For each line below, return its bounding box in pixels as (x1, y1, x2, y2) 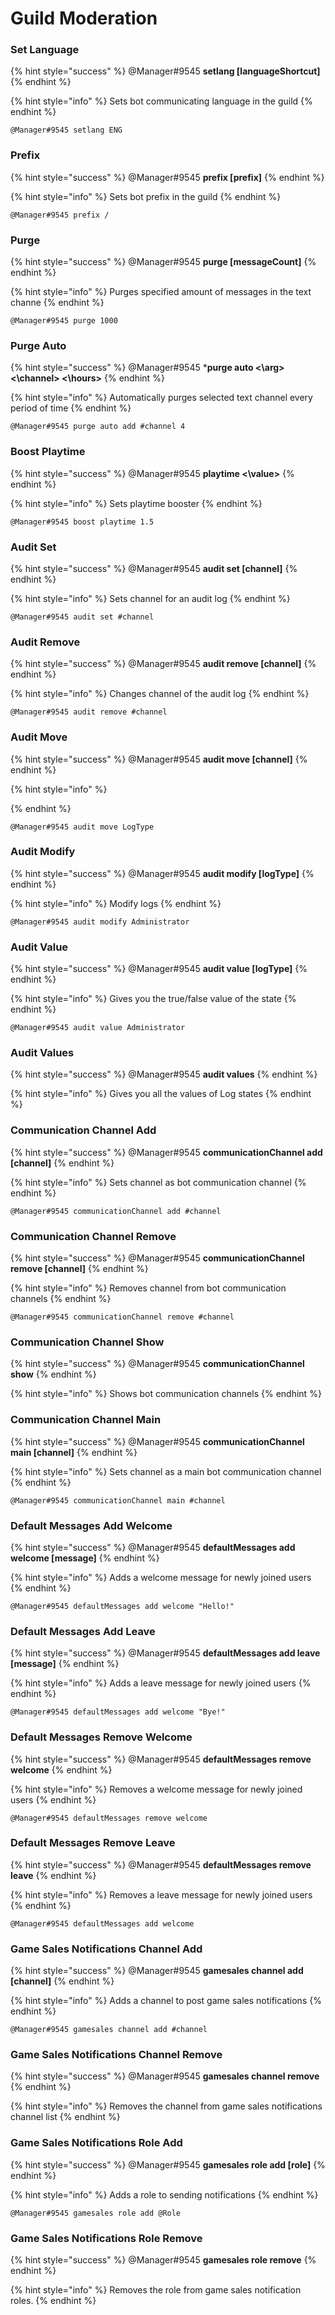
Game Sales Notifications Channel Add (10, 1942, 203, 1956)
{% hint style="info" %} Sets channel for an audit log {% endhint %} (10, 592, 291, 604)
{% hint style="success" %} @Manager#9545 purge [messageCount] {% (10, 256, 317, 268)
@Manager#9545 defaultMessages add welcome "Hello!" (10, 1601, 235, 1611)
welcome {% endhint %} (10, 1763, 113, 1776)
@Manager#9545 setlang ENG (10, 125, 123, 136)
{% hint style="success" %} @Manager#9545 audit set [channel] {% (10, 562, 298, 574)
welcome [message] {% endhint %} (10, 1552, 160, 1564)
